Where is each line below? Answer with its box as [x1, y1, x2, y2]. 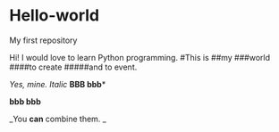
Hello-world [9, 5, 100, 26]
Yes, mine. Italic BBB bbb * [9, 78, 106, 89]
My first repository [9, 35, 78, 45]
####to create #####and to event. [9, 62, 138, 72]
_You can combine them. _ [9, 113, 107, 124]
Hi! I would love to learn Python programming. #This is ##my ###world [9, 52, 271, 62]
